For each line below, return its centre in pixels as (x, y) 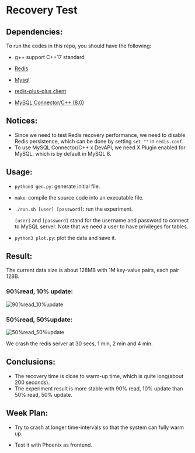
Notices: (22, 121)
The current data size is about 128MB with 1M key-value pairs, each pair (93, 270)
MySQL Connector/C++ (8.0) (49, 102)
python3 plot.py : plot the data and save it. (65, 238)
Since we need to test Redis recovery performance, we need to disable (100, 135)
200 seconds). (32, 382)
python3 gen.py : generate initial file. (57, 186)
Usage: (20, 172)
